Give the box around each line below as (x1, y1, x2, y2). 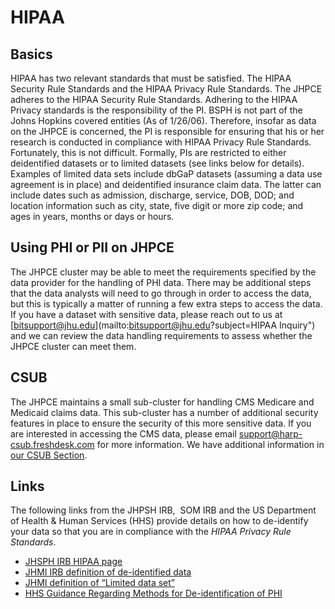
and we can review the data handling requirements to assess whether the (10, 329, 313, 341)
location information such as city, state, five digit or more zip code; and (10, 200, 304, 211)
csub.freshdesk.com (10, 438, 95, 450)
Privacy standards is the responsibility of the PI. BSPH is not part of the (10, 104, 303, 116)
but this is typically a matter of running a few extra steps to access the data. (10, 297, 323, 310)
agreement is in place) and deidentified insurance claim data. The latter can (10, 179, 322, 190)
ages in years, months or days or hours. (10, 211, 175, 222)
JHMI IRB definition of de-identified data (24, 566, 192, 578)
